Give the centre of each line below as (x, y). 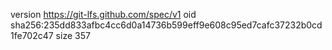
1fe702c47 (32, 35)
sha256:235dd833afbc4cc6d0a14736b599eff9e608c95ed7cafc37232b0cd (166, 25)
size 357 (73, 35)
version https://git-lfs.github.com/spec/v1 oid (103, 14)
